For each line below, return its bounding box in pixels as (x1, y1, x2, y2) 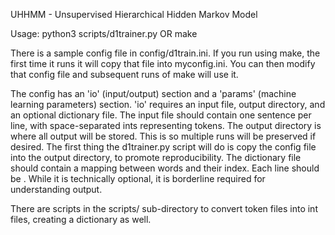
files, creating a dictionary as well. (10, 214, 152, 225)
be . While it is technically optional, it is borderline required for (10, 173, 266, 184)
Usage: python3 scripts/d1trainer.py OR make (10, 28, 198, 39)
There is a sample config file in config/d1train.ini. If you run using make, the (10, 47, 321, 59)
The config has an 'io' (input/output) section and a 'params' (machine (10, 88, 297, 99)
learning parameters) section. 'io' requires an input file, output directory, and (10, 99, 326, 110)
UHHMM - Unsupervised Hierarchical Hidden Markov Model (10, 9, 258, 20)
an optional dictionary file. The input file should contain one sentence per (10, 109, 312, 121)
